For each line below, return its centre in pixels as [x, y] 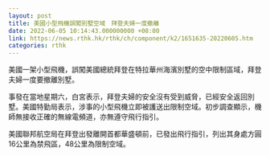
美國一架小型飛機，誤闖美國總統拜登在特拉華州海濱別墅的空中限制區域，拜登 [135, 70]
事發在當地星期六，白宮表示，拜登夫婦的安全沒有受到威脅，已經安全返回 [128, 96]
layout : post [30, 16]
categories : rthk [37, 46]
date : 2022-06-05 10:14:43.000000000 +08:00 [84, 31]
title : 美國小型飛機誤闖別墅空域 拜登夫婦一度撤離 [84, 23]
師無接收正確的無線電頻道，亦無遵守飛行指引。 [86, 117]
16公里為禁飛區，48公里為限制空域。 [70, 144]
